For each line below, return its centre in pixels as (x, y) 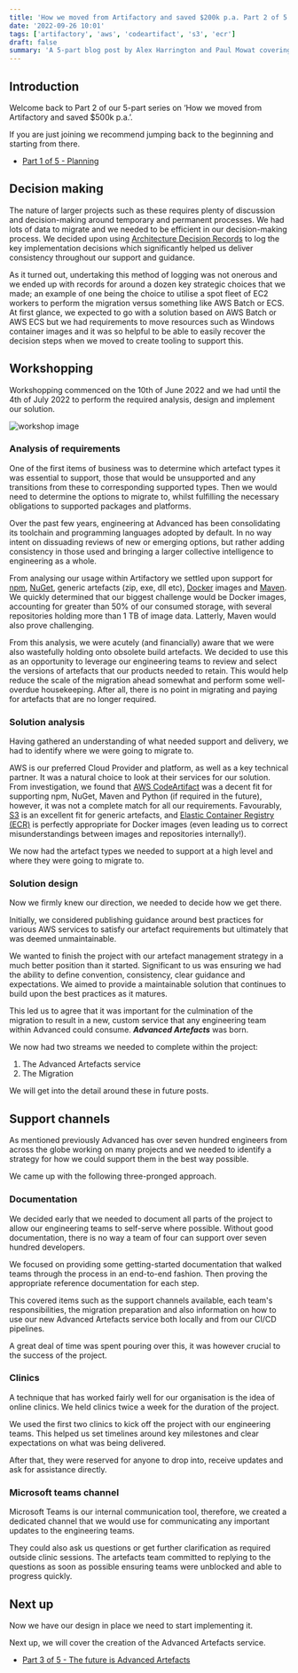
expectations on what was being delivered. (88, 1442)
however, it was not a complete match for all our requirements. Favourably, (145, 806)
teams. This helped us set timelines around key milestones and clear (134, 1433)
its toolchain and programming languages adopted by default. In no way (141, 533)
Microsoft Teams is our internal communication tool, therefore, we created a (148, 1512)
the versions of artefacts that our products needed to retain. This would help (149, 670)
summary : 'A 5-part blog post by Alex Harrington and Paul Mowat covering (150, 51)
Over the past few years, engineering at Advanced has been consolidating (145, 523)
